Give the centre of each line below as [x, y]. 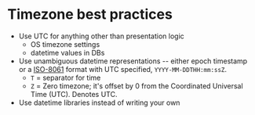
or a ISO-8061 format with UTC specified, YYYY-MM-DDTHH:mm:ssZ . [123, 69]
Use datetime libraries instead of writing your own [99, 102]
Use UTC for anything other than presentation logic [102, 36]
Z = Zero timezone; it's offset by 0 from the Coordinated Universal [137, 86]
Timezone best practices [90, 14]
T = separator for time [66, 77]
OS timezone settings [65, 44]
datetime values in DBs [67, 52]
